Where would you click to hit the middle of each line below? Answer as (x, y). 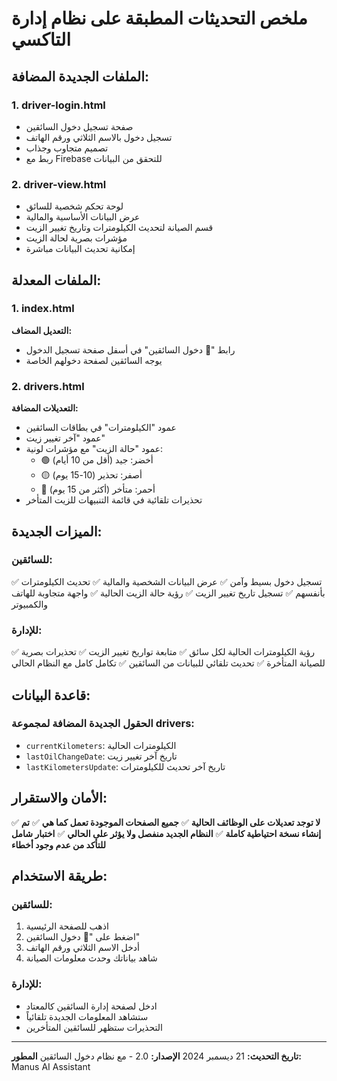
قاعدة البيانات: (51, 695)
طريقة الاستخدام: (59, 876)
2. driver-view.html (59, 184)
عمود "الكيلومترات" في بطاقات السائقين (101, 428)
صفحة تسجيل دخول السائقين (79, 126)
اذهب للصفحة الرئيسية (67, 926)
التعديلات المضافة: (45, 408)
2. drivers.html (48, 386)
